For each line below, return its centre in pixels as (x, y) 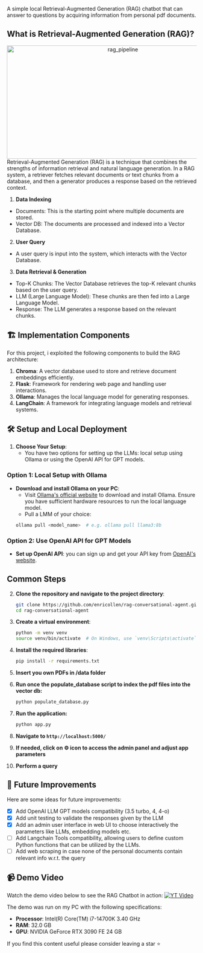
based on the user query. (47, 290)
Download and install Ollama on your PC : (67, 488)
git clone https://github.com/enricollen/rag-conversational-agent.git (107, 605)
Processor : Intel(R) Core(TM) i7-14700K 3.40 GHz (78, 919)
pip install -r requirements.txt (58, 661)
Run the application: (42, 713)
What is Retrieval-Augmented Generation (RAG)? (101, 34)
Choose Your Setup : (41, 447)
